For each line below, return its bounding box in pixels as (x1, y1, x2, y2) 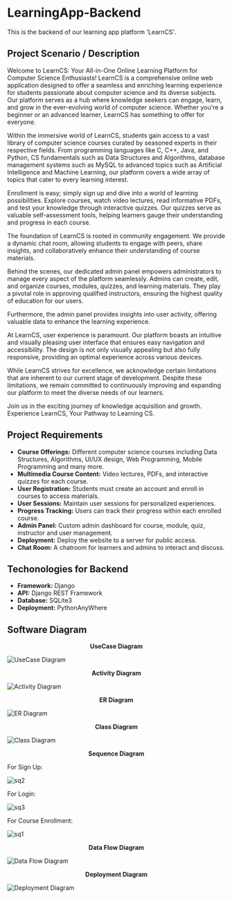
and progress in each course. (7, 218, 91, 226)
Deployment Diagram (85, 871, 148, 879)
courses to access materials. (17, 492, 100, 500)
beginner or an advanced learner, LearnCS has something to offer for (7, 110, 205, 118)
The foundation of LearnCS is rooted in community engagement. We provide (7, 231, 226, 240)
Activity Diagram (91, 669, 141, 677)
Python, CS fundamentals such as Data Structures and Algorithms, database (7, 153, 225, 161)
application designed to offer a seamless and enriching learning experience (7, 81, 223, 89)
